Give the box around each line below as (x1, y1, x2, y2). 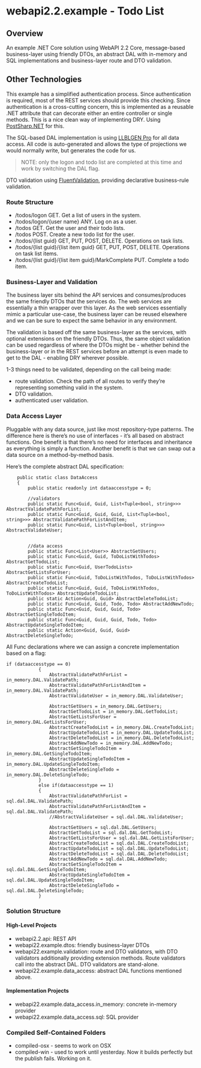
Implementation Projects (6, 987, 69, 995)
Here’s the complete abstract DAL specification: (6, 462, 124, 470)
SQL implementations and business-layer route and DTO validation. (6, 57, 172, 64)
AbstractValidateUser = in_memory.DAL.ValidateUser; (49, 692, 184, 699)
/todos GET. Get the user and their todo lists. (14, 225, 125, 232)
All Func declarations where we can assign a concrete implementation (6, 643, 179, 650)
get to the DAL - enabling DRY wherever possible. (6, 354, 129, 362)
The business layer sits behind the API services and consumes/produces (6, 291, 187, 299)
